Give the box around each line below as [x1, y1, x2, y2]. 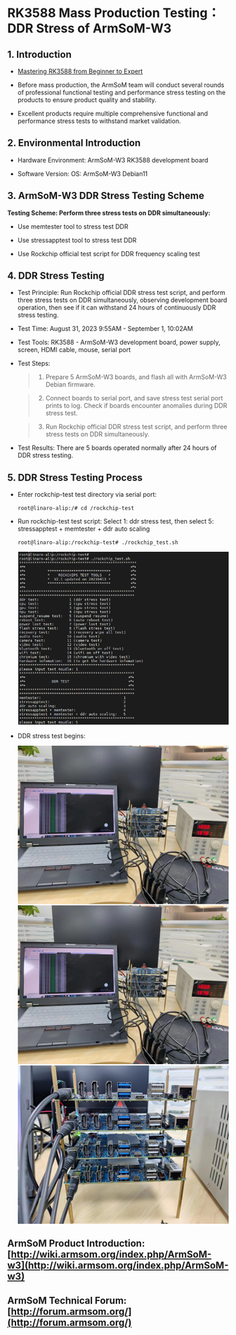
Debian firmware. [45, 380, 96, 389]
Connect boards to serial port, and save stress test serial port [45, 394, 223, 403]
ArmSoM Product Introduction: [7, 1238, 145, 1250]
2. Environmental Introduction [7, 137, 141, 149]
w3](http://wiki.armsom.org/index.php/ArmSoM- [7, 1260, 229, 1272]
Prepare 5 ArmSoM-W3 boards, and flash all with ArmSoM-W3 [45, 373, 227, 381]
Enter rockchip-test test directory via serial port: [17, 491, 157, 499]
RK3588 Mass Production [7, 5, 160, 21]
